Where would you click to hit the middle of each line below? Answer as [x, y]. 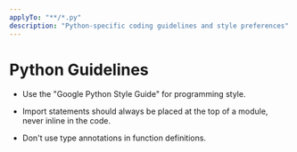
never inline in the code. [66, 121]
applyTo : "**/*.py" [45, 17]
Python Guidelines [79, 70]
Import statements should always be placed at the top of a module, [145, 111]
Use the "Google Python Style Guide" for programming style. [134, 94]
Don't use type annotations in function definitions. [114, 138]
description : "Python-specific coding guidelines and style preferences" [149, 26]
